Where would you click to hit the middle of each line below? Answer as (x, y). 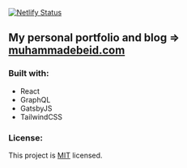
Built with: (29, 73)
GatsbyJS (36, 108)
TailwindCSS (41, 116)
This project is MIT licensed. (55, 155)
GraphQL (35, 99)
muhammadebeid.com (67, 50)
